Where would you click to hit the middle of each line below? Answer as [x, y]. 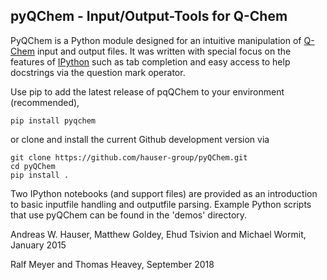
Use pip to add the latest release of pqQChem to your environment [147, 91]
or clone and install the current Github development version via [140, 139]
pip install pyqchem [53, 120]
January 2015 [38, 245]
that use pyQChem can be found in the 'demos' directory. [129, 215]
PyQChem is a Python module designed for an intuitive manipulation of [156, 40]
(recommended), [45, 102]
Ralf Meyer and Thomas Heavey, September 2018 [112, 264]
